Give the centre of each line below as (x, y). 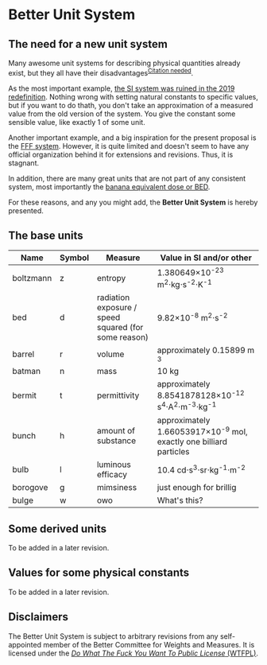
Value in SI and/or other (206, 258)
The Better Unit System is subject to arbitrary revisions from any (113, 636)
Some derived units (58, 529)
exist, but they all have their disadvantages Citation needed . (101, 72)
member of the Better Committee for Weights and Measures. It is (149, 644)
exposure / (117, 308)
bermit (25, 395)
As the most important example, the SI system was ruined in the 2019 (122, 88)
